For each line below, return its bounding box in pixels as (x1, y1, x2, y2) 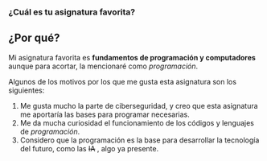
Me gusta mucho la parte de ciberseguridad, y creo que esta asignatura (19, 101, 259, 110)
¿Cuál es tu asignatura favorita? (8, 6, 136, 18)
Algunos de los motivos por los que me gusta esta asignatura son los (8, 76, 237, 86)
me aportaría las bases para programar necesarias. (19, 109, 191, 119)
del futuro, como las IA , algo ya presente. (19, 143, 159, 153)
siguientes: (8, 85, 45, 95)
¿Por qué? (8, 31, 60, 45)
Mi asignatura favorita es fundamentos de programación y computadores (8, 52, 256, 62)
